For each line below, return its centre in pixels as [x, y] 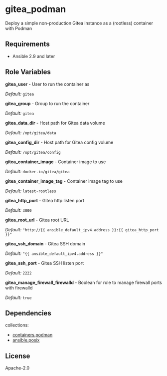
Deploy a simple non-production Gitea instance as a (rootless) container [79, 23]
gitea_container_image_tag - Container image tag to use [64, 181]
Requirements [27, 44]
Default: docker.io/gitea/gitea [37, 171]
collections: [17, 325]
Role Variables [28, 72]
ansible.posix [26, 340]
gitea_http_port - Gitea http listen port [45, 200]
